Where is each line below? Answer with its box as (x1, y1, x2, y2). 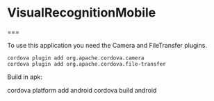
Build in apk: (7, 73, 43, 81)
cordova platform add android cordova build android (7, 86, 157, 94)
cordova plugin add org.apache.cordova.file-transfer (7, 60, 167, 67)
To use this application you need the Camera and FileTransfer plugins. (7, 41, 207, 49)
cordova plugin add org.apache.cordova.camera (7, 54, 145, 62)
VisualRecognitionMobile (7, 5, 156, 21)
